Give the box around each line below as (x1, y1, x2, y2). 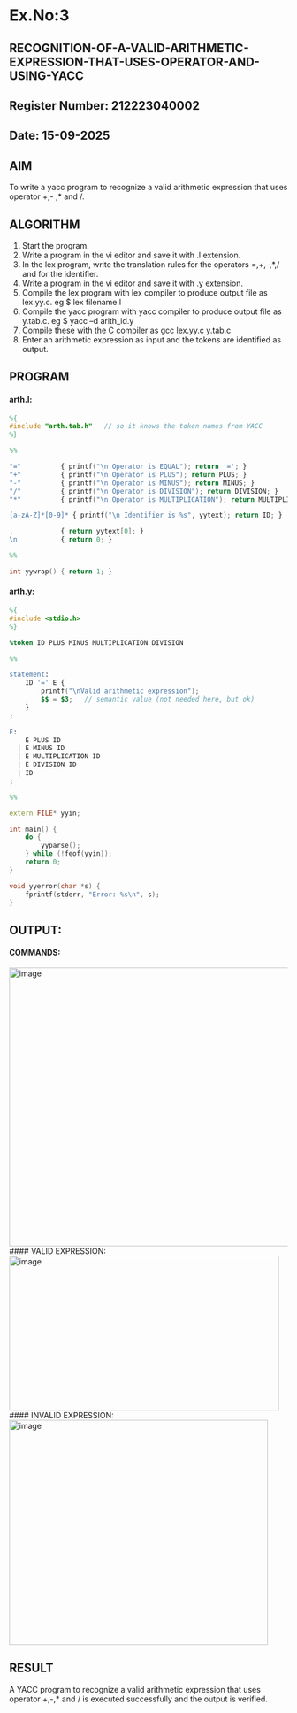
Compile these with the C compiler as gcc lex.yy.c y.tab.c (21, 325, 232, 335)
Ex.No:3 (9, 5, 70, 26)
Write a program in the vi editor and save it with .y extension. (21, 278, 243, 288)
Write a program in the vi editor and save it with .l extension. (21, 250, 241, 260)
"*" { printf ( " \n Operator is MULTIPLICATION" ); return (9, 495, 255, 504)
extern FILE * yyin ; (9, 809, 81, 818)
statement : (9, 670, 49, 680)
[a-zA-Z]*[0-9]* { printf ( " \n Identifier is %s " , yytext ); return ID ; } (9, 511, 283, 520)
